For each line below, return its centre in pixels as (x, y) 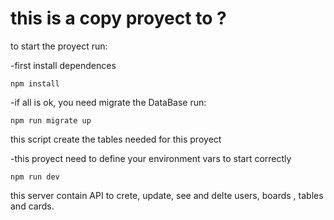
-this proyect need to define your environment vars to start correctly (151, 158)
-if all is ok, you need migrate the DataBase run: (108, 102)
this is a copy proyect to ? (118, 18)
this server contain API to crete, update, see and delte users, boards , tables (167, 195)
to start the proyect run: (59, 46)
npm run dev (35, 177)
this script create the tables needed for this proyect (116, 139)
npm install (35, 83)
